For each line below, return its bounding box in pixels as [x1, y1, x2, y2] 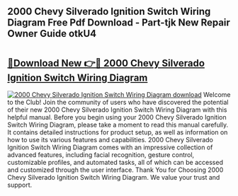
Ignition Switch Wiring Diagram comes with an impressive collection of [7, 143, 213, 151]
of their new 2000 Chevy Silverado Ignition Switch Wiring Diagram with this [7, 105, 227, 114]
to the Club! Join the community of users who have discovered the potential [7, 98, 229, 106]
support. [7, 180, 33, 189]
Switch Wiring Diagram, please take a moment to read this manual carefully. [7, 120, 229, 129]
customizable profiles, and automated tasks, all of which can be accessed [7, 158, 223, 166]
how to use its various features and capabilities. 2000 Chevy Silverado [7, 136, 214, 144]
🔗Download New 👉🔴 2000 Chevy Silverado [7, 57, 205, 69]
